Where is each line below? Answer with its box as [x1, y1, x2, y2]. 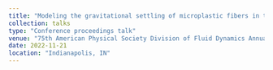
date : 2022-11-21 [8, 42, 67, 50]
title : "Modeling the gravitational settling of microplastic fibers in [8, 11, 260, 20]
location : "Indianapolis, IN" [8, 49, 111, 57]
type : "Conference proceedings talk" [8, 27, 136, 35]
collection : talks [8, 19, 71, 27]
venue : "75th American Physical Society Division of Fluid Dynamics [8, 34, 245, 43]
